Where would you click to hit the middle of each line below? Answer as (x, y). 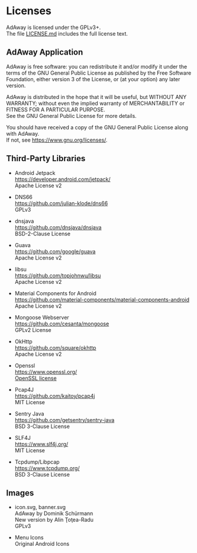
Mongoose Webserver (42, 317)
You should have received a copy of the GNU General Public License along (97, 127)
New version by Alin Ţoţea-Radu (54, 520)
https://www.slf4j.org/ (41, 444)
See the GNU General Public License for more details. (72, 116)
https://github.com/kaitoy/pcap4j (55, 396)
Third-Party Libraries (46, 159)
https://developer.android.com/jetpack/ (62, 179)
